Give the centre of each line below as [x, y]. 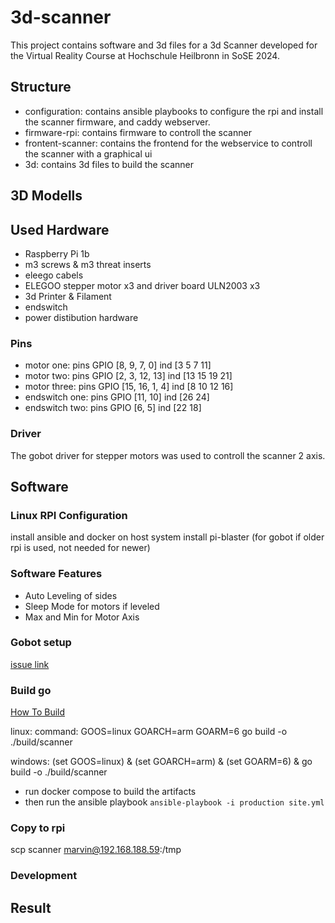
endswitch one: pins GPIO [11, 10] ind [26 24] [117, 397]
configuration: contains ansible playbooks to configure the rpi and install [174, 111]
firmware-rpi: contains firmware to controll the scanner [138, 132]
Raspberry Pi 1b [57, 253]
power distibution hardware [81, 317]
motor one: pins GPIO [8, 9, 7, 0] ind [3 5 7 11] [118, 365]
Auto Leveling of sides [71, 595]
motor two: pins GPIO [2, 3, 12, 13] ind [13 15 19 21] [128, 376]
